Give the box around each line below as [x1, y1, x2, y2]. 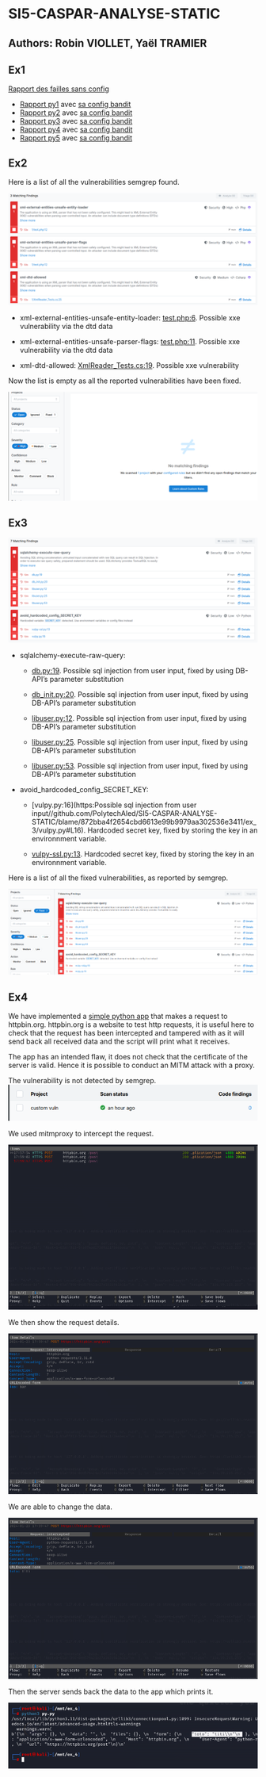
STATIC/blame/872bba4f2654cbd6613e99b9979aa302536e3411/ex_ [31, 818, 257, 827]
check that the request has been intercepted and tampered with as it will [8, 1028, 245, 1038]
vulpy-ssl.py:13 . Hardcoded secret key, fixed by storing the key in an [31, 849, 255, 859]
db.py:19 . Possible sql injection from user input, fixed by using [31, 666, 234, 676]
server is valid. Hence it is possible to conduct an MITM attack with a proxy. [8, 1060, 256, 1070]
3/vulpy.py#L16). [31, 825, 86, 835]
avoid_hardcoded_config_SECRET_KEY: [19, 785, 149, 795]
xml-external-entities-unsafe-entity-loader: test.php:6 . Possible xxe [19, 312, 241, 322]
